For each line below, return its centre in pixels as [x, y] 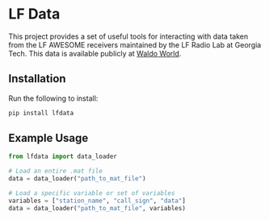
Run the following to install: [53, 98]
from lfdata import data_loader [63, 157]
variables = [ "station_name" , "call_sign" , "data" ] [97, 201]
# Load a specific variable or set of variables [92, 193]
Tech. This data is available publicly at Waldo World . [95, 53]
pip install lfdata [41, 113]
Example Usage [48, 138]
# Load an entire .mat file [56, 171]
